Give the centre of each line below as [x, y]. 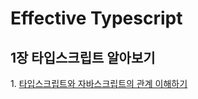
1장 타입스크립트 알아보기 [83, 57]
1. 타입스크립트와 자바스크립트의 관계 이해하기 [99, 83]
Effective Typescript [96, 18]
